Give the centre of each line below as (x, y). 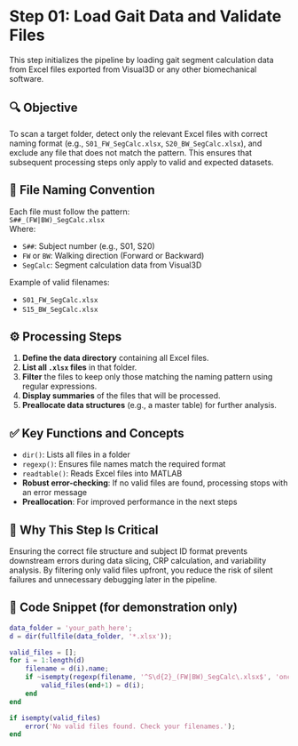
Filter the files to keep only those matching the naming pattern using (147, 377)
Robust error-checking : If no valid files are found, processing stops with (155, 483)
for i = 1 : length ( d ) (47, 661)
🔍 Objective (43, 108)
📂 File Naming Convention (82, 190)
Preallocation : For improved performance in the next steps (129, 502)
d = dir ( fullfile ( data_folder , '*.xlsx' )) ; (91, 636)
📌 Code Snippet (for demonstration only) (123, 608)
